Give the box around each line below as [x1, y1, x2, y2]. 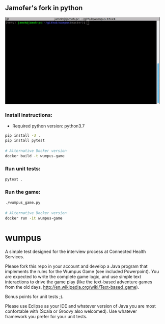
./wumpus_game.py [5, 200, 41, 205]
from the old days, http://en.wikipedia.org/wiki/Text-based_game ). [5, 284, 139, 290]
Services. [5, 253, 25, 259]
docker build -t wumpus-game [5, 154, 65, 159]
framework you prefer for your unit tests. [5, 313, 87, 319]
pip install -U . [5, 133, 41, 138]
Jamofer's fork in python [5, 4, 83, 12]
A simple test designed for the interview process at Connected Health [5, 249, 146, 254]
